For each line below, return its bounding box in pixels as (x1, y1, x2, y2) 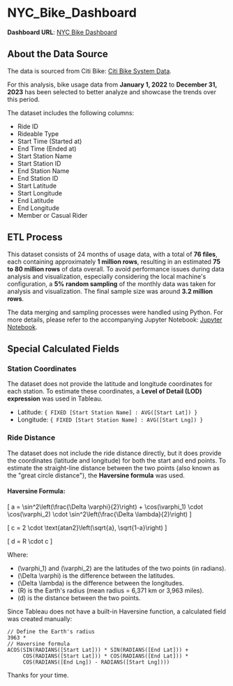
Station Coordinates (7, 364, 77, 373)
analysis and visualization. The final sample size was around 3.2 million (7, 287, 213, 295)
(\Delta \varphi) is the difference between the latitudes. (17, 571, 176, 580)
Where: (7, 550, 29, 559)
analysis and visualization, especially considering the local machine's (7, 272, 206, 281)
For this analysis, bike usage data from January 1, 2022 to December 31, (7, 80, 218, 89)
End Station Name (17, 166, 70, 175)
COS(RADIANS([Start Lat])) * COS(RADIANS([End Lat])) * (22, 653, 189, 659)
